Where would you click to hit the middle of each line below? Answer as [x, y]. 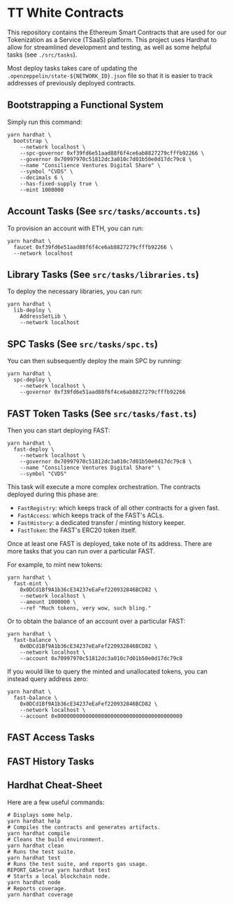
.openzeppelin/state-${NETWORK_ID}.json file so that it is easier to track [110, 76]
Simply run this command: [45, 122]
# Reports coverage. [37, 888]
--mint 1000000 [42, 190]
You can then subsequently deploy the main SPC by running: [95, 361]
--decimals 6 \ [42, 177]
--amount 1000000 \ [48, 602]
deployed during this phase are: [53, 494]
